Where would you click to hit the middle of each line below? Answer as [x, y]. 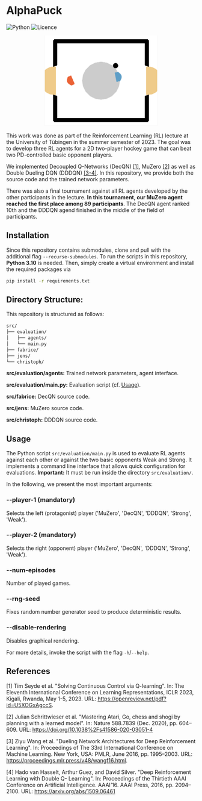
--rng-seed [23, 599]
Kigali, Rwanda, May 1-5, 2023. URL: [51, 699]
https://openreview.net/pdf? [132, 699]
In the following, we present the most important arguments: [80, 484]
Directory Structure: [45, 300]
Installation [28, 235]
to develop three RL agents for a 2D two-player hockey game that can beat [99, 148]
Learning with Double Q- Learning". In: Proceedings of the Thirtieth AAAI [96, 778]
